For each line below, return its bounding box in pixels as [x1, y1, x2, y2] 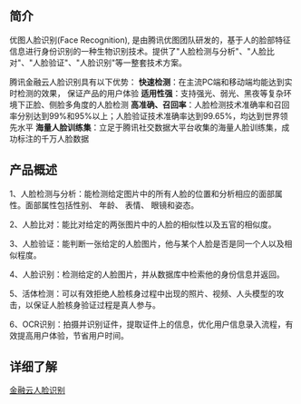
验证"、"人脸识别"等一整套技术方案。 [48, 57, 188, 68]
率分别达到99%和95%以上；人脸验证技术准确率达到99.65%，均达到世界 [9, 110, 281, 121]
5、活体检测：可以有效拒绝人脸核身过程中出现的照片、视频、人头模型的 [9, 288, 277, 299]
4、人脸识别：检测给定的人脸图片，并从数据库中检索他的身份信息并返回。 [9, 269, 286, 280]
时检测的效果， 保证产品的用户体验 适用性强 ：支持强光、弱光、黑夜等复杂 [9, 87, 284, 98]
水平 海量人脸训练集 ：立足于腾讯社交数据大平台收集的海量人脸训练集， [16, 122, 282, 133]
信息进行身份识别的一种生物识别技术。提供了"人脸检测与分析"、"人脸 [9, 45, 267, 56]
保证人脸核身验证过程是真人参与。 [33, 299, 160, 310]
